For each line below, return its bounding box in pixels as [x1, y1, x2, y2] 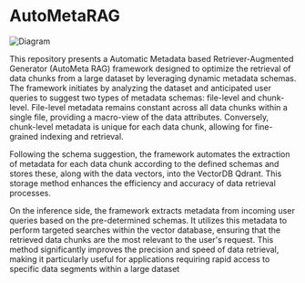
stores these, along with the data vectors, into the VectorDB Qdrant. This [9, 168, 282, 179]
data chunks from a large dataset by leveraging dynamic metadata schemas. [9, 72, 297, 83]
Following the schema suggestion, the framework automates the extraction [9, 148, 290, 160]
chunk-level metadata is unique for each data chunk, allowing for [9, 121, 253, 132]
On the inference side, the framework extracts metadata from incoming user [9, 204, 296, 215]
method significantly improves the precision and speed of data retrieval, [9, 244, 280, 255]
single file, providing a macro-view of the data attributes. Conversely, [9, 111, 269, 122]
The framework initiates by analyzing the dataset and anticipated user [9, 82, 271, 93]
